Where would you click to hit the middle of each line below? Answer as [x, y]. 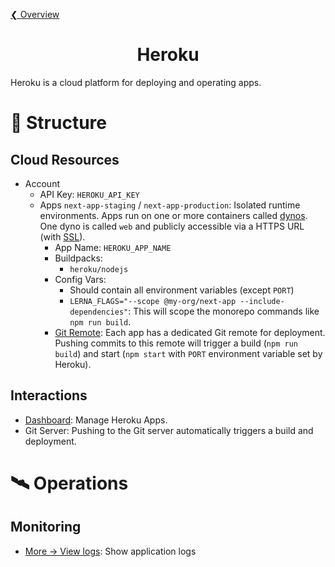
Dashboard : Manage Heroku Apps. [96, 420]
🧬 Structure [58, 123]
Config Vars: [80, 279]
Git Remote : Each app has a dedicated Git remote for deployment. [190, 332]
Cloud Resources [65, 159]
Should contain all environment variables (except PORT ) [182, 290]
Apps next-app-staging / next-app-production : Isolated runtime [170, 205]
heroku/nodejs [99, 269]
